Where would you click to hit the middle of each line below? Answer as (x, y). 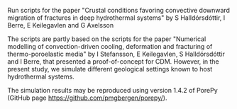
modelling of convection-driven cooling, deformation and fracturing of (110, 46)
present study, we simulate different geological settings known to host (110, 69)
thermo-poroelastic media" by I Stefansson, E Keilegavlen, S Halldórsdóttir (116, 54)
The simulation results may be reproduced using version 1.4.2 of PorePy (112, 90)
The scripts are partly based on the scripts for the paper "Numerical (107, 39)
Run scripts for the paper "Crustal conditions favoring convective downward (119, 10)
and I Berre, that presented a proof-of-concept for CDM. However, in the (113, 62)
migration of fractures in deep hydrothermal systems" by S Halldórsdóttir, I (116, 18)
